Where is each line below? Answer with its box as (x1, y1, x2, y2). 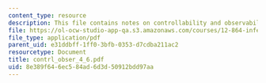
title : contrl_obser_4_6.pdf (8, 56, 104, 64)
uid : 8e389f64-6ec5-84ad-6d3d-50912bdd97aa (8, 63, 154, 71)
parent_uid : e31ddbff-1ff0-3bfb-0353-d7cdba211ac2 (8, 41, 179, 49)
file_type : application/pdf (8, 33, 101, 42)
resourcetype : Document (8, 48, 87, 56)
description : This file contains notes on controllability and (8, 19, 222, 27)
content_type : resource (8, 11, 87, 20)
